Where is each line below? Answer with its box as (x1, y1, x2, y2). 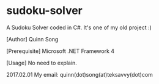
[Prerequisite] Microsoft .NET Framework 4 (6, 47, 115, 55)
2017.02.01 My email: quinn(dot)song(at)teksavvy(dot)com (6, 71, 153, 78)
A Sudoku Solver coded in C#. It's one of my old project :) (6, 24, 152, 31)
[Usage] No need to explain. (6, 59, 78, 66)
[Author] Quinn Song (6, 35, 59, 43)
